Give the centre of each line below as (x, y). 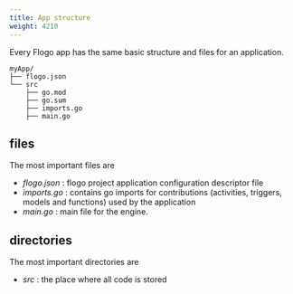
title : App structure (50, 18)
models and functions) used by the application (109, 202)
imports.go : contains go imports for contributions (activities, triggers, (152, 193)
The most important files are (62, 166)
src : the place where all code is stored (95, 280)
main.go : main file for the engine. (85, 212)
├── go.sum (46, 100)
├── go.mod (46, 92)
